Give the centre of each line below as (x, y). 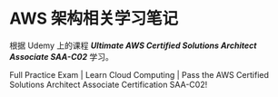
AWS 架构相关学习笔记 (94, 19)
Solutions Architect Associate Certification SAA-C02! (109, 84)
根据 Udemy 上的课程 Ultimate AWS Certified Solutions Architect (133, 45)
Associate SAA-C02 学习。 (61, 56)
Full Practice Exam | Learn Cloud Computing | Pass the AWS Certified (139, 74)
